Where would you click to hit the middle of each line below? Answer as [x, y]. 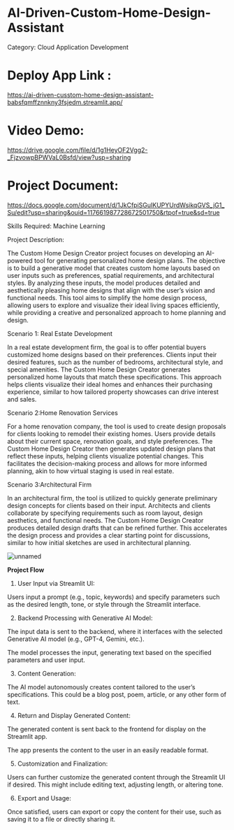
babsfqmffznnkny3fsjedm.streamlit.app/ [65, 102]
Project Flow [26, 570]
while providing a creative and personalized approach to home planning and [117, 312]
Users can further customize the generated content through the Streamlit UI [116, 777]
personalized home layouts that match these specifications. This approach [115, 377]
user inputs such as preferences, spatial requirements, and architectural [111, 275]
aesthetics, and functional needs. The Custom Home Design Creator [105, 520]
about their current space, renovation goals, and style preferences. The [110, 441]
